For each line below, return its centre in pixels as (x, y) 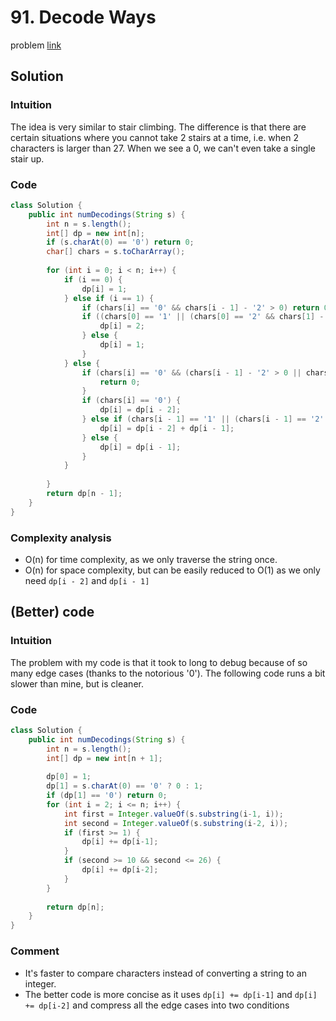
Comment (35, 951)
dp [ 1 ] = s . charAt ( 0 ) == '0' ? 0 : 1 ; (125, 786)
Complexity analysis (61, 538)
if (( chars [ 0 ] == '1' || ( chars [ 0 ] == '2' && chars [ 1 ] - (203, 317)
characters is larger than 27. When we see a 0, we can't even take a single (163, 148)
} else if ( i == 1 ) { (109, 298)
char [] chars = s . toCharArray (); (116, 252)
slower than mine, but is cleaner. (77, 683)
